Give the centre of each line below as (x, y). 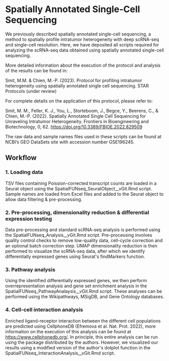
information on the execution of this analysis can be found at (68, 331)
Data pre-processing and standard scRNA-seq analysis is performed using (83, 229)
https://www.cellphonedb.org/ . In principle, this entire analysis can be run (81, 337)
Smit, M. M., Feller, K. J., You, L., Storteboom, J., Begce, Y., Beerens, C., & (82, 111)
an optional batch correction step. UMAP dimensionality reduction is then (81, 245)
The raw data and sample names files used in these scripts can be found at (83, 136)
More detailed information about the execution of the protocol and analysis (83, 65)
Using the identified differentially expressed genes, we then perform (76, 281)
